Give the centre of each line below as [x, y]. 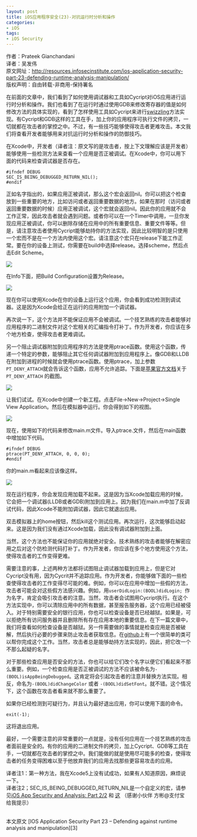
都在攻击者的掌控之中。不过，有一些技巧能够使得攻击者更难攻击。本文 [101, 126]
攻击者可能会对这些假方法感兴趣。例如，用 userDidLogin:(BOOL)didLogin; [94, 590]
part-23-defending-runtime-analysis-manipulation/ [68, 78]
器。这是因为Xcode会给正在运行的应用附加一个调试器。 [73, 307]
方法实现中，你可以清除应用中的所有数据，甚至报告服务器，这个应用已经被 [96, 605]
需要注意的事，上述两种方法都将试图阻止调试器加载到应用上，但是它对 [91, 568]
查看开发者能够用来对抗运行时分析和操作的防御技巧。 [80, 134]
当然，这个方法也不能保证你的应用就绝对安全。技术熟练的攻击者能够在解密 [96, 541]
